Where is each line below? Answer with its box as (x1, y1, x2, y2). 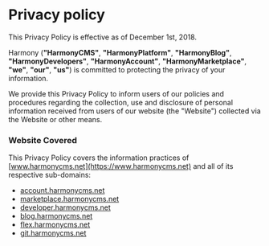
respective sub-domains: (8, 170, 91, 180)
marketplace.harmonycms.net (19, 195, 120, 204)
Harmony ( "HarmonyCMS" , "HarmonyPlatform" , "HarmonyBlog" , (8, 47, 232, 57)
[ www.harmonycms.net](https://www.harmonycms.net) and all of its (8, 162, 234, 171)
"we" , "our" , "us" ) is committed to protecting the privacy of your (8, 64, 226, 74)
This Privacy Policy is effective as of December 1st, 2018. (8, 32, 198, 42)
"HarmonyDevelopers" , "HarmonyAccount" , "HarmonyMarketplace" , (8, 56, 247, 66)
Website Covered (8, 134, 78, 146)
